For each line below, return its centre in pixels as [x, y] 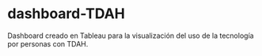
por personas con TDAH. [48, 43]
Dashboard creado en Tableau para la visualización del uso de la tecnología [131, 35]
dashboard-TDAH [66, 14]
